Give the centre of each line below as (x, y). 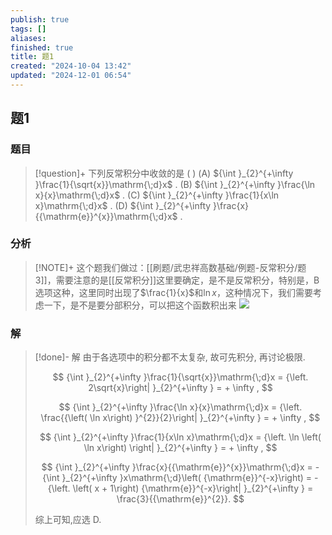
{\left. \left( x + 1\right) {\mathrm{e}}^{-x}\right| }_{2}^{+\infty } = (180, 488)
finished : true (42, 47)
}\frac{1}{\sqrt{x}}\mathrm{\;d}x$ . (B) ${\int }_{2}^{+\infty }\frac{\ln (175, 184)
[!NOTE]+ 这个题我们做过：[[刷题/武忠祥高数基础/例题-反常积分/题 (170, 267)
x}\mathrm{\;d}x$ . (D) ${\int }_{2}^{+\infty (123, 205)
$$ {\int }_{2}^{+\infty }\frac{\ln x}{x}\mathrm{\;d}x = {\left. (180, 407)
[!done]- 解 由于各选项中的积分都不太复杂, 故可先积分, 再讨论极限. (170, 357)
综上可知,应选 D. (68, 520)
